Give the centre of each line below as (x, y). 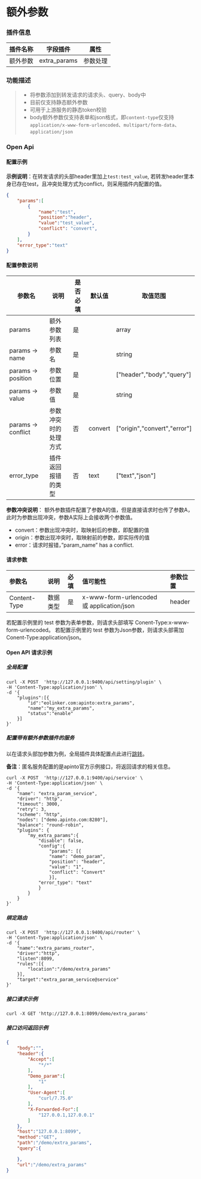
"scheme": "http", (40, 815)
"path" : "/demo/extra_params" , (55, 1143)
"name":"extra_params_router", (56, 948)
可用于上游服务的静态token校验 (68, 110)
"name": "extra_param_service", (57, 794)
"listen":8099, (36, 959)
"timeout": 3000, (39, 804)
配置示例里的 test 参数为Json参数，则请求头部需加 (122, 630)
